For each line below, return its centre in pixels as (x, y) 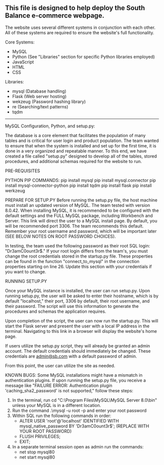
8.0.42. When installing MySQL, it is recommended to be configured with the (82, 210)
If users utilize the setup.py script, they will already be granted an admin (78, 345)
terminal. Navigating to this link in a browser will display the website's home (81, 331)
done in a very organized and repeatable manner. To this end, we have (76, 151)
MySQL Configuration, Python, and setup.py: (50, 126)
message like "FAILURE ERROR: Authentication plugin (59, 385)
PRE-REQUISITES (23, 171)
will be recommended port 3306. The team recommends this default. (74, 226)
